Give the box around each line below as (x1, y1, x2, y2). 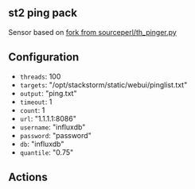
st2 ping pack (8, 6, 78, 20)
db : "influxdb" (19, 139, 64, 148)
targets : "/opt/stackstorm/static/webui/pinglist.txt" (19, 79, 188, 90)
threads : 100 (19, 71, 61, 81)
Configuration (8, 51, 80, 64)
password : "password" (19, 130, 92, 140)
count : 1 (19, 105, 45, 114)
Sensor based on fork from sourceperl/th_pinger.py (8, 27, 177, 37)
